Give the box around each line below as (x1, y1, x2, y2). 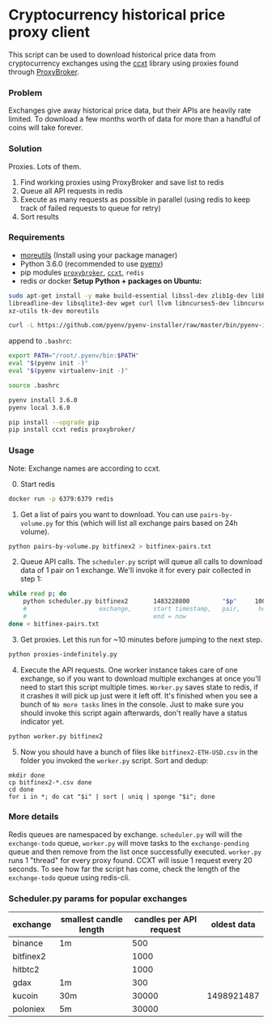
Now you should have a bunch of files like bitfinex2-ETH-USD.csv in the (19, 747, 259, 757)
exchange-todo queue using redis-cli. (8, 873, 131, 882)
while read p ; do (8, 590, 67, 598)
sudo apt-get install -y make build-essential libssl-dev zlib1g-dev (8, 292, 249, 300)
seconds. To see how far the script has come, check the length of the (8, 864, 240, 873)
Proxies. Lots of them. (8, 161, 82, 171)
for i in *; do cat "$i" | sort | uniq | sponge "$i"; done (8, 792, 216, 801)
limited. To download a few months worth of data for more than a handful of (8, 114, 261, 124)
